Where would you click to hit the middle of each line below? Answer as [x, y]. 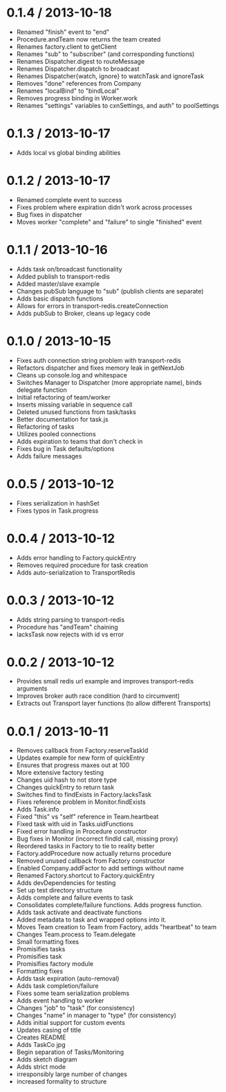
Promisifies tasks [41, 949]
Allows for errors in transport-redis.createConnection [92, 305]
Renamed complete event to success [69, 199]
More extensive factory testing [60, 773]
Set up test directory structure [59, 890]
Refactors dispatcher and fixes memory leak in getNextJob [100, 368]
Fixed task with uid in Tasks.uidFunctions [75, 824]
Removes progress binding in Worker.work [77, 98]
